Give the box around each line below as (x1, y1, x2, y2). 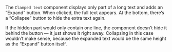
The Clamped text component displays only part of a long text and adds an (5, 5, 163, 10)
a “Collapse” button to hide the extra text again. (5, 15, 106, 21)
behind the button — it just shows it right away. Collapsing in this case (5, 30, 154, 36)
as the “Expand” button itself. (5, 41, 67, 47)
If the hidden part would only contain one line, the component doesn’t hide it (5, 25, 167, 31)
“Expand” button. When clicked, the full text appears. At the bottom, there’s (5, 10, 164, 16)
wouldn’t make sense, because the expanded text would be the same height (5, 35, 167, 41)
